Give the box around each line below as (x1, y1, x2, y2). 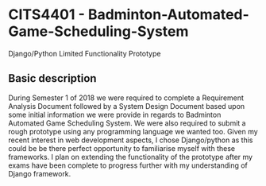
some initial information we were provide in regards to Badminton (8, 110, 222, 119)
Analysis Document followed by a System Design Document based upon (8, 101, 245, 110)
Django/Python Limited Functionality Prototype (8, 48, 161, 58)
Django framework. (8, 169, 71, 178)
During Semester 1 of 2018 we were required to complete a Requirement (8, 93, 245, 103)
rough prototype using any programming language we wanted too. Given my (8, 126, 258, 136)
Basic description (8, 72, 97, 85)
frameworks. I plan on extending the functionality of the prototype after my (8, 152, 253, 161)
